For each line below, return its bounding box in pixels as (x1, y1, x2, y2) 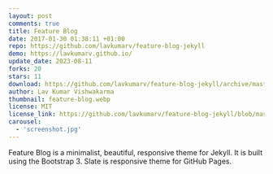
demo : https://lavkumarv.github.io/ (8, 50, 132, 58)
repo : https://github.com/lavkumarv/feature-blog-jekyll (8, 42, 206, 50)
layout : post (8, 11, 53, 20)
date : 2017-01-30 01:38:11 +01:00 (8, 34, 126, 43)
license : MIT (8, 102, 53, 111)
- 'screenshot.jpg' (15, 125, 82, 133)
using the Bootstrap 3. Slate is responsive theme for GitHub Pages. (8, 156, 232, 166)
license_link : (8, 111, 57, 119)
